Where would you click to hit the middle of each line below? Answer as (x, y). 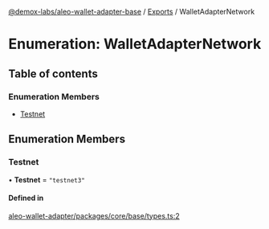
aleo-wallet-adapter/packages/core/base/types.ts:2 (94, 215)
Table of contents (53, 74)
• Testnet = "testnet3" (47, 179)
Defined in (26, 198)
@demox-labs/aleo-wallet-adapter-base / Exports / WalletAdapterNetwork (132, 12)
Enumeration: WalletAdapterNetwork (135, 44)
